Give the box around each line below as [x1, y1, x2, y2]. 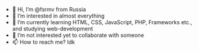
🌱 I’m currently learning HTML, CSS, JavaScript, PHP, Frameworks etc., [12, 19, 192, 25]
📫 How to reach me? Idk [12, 38, 75, 46]
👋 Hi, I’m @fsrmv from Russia [12, 6, 86, 13]
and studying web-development [12, 25, 93, 32]
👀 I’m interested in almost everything [12, 12, 105, 19]
